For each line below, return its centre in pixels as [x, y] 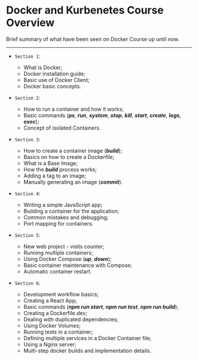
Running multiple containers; [58, 252]
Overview [30, 23]
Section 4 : [27, 193]
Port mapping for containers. [58, 223]
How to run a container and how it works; [73, 109]
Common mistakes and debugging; [66, 217]
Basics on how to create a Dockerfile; [69, 157]
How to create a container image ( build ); [73, 150]
